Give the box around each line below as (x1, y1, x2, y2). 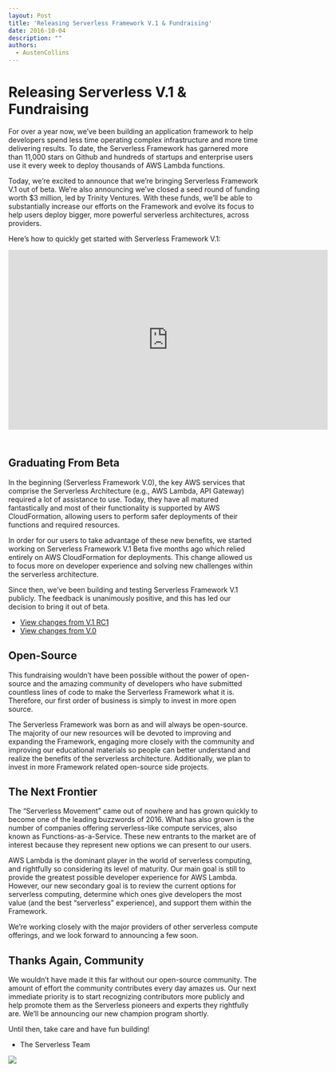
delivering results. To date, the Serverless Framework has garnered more (8, 143, 249, 153)
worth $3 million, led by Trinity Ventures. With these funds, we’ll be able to (8, 193, 253, 202)
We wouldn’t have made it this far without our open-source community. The (8, 975, 257, 985)
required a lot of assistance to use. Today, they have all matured (8, 494, 219, 504)
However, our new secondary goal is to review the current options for (8, 881, 237, 891)
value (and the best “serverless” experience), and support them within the (8, 898, 252, 907)
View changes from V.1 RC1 (19, 617, 109, 627)
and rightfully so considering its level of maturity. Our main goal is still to (8, 864, 246, 874)
